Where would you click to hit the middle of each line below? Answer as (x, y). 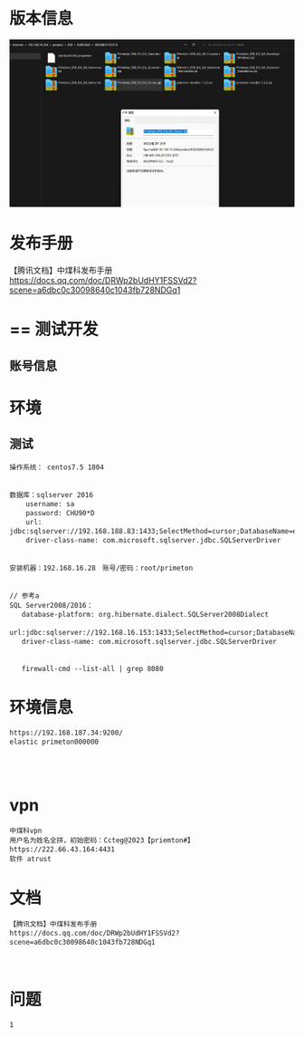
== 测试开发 (54, 329)
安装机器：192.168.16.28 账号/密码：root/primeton (101, 568)
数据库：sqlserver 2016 (51, 494)
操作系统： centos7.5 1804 (57, 467)
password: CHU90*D (60, 513)
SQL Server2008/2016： (51, 605)
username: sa (50, 504)
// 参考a (24, 595)
